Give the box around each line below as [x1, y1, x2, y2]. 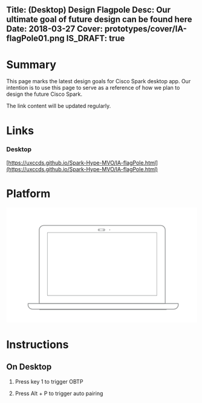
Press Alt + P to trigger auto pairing [15, 390, 103, 397]
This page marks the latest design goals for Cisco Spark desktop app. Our [6, 78, 191, 85]
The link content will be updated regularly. [6, 103, 111, 110]
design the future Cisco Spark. [6, 90, 83, 98]
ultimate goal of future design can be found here [6, 15, 192, 25]
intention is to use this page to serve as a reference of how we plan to [6, 84, 180, 92]
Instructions [6, 338, 69, 351]
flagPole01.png [6, 33, 65, 44]
